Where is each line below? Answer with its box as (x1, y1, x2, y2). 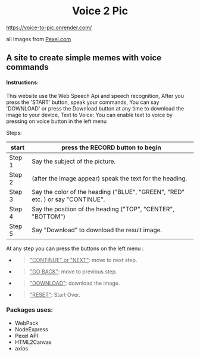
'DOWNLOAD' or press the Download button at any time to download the (6, 104, 185, 112)
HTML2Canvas (14, 338, 52, 346)
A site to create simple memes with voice (6, 53, 162, 63)
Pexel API (14, 332, 39, 339)
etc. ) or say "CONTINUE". (32, 195, 105, 204)
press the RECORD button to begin (61, 143, 162, 152)
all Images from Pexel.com (6, 35, 71, 42)
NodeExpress (14, 325, 49, 333)
